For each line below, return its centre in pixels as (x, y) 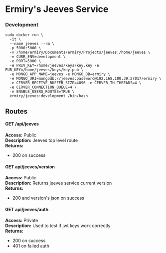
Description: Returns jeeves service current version (59, 183)
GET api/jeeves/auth (27, 209)
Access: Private (22, 221)
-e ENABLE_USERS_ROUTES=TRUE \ (42, 92)
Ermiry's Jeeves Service (57, 9)
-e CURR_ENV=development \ (38, 57)
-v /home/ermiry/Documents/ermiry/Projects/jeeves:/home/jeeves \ (80, 53)
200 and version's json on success (48, 198)
